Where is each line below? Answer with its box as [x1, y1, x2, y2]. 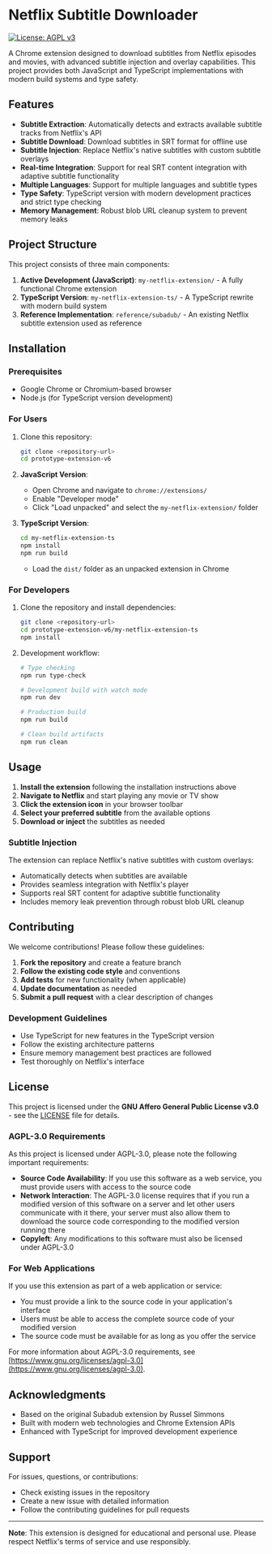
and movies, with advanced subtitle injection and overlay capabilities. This [8, 57, 257, 67]
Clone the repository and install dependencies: [19, 602, 176, 612]
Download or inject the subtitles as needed [19, 816, 165, 826]
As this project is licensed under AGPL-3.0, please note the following [8, 1149, 237, 1159]
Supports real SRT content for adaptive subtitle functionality [19, 887, 221, 898]
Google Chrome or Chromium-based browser [19, 384, 172, 395]
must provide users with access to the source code [19, 1182, 192, 1192]
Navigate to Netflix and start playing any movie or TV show [19, 790, 219, 801]
